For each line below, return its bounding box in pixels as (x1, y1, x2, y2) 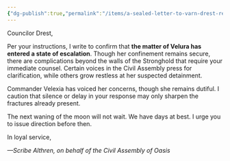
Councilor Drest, (7, 29, 53, 37)
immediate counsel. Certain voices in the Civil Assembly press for (7, 64, 192, 72)
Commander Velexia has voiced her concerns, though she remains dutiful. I (7, 84, 220, 92)
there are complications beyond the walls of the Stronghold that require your (7, 56, 222, 65)
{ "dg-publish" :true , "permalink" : (7, 10, 103, 17)
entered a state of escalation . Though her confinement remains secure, (7, 49, 211, 58)
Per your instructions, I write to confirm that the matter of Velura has (7, 42, 202, 50)
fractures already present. (7, 99, 81, 107)
